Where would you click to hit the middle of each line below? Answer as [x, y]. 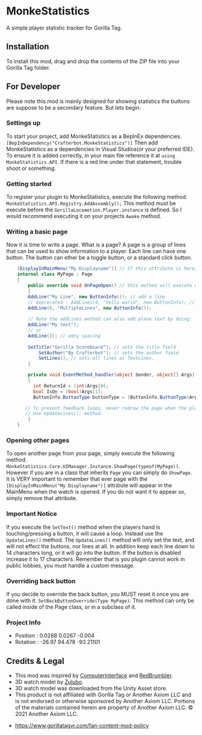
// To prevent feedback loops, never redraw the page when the [106, 408]
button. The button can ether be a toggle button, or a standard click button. [99, 258]
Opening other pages [38, 440]
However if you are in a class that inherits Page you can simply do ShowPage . [99, 473]
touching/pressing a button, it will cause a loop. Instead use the [85, 533]
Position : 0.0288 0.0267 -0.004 [55, 636]
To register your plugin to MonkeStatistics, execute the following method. [97, 197]
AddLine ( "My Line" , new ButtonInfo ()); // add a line [96, 296]
